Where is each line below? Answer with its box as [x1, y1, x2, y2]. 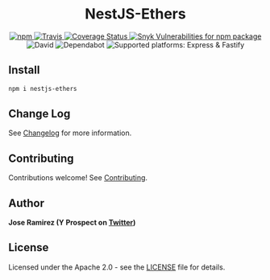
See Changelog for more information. [8, 128, 132, 138]
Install [8, 64, 40, 77]
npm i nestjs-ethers [8, 84, 78, 93]
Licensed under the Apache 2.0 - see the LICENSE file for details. [8, 262, 226, 272]
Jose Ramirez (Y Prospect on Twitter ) [8, 218, 136, 228]
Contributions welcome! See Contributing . [8, 173, 147, 183]
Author [8, 196, 44, 210]
